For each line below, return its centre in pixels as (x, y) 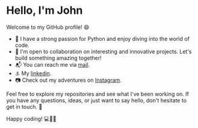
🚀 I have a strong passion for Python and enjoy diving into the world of (102, 38)
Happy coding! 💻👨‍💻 (31, 118)
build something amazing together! (58, 58)
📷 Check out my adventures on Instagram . (68, 80)
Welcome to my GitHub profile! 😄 (48, 27)
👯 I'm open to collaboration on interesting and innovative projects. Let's (103, 51)
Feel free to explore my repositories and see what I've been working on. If (98, 94)
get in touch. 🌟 (24, 106)
